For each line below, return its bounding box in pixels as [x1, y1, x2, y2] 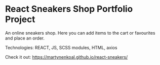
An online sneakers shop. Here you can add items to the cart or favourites [5, 30, 156, 36]
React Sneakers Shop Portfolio [5, 3, 133, 15]
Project [5, 14, 36, 25]
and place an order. [5, 35, 45, 41]
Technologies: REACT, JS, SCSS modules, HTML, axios [5, 44, 118, 50]
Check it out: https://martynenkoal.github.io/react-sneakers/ [5, 54, 128, 60]
